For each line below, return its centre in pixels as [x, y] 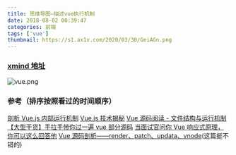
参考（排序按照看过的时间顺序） [62, 101]
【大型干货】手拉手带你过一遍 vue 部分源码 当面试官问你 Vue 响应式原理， [116, 127]
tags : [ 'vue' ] [28, 33]
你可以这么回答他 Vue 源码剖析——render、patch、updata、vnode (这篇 [112, 135]
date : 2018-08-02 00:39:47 [47, 20]
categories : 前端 [32, 27]
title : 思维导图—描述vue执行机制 [51, 14]
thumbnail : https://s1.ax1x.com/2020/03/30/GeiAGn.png [90, 40]
